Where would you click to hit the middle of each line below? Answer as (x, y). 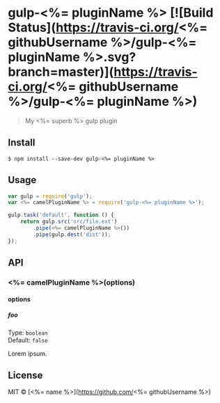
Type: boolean (28, 333)
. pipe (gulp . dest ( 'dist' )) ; (72, 235)
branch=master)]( (61, 72)
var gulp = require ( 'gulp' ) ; (50, 196)
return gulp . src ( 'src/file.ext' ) (69, 222)
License (25, 375)
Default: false (28, 340)
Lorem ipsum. (28, 354)
